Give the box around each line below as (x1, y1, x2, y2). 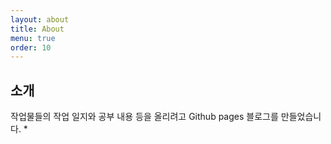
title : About (10, 24, 65, 34)
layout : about (10, 14, 70, 25)
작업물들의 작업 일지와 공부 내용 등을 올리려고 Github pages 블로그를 (10, 111, 279, 123)
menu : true (10, 33, 56, 43)
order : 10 (10, 42, 52, 53)
